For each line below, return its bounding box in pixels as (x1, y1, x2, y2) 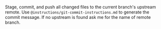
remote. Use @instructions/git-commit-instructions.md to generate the (5, 9, 149, 15)
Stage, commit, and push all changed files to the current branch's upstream (5, 4, 156, 10)
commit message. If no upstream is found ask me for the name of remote (5, 14, 151, 20)
